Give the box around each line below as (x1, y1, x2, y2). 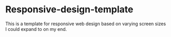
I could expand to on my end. (5, 26, 67, 32)
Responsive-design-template (5, 4, 134, 15)
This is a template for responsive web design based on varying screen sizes (5, 21, 166, 27)
